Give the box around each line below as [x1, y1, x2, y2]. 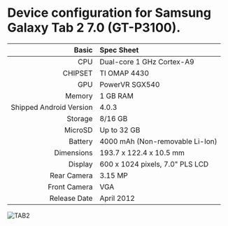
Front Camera [48, 182, 93, 192]
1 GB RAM [99, 91, 134, 101]
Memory [65, 91, 93, 101]
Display [68, 159, 93, 169]
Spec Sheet [99, 45, 139, 55]
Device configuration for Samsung [7, 5, 212, 21]
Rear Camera [50, 170, 93, 180]
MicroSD [64, 125, 93, 134]
